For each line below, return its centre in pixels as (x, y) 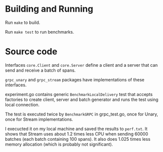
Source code (31, 52)
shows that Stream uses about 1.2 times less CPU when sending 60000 (77, 134)
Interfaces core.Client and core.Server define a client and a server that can (81, 65)
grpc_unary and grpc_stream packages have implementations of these (75, 79)
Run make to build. (23, 22)
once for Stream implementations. (39, 119)
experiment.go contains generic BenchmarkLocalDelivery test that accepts (79, 94)
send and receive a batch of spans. (40, 70)
